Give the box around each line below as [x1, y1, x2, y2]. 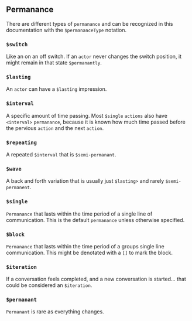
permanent [6, 185, 30, 191]
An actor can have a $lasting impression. [6, 86, 107, 93]
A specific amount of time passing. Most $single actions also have [6, 112, 168, 119]
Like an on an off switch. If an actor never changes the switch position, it [6, 53, 182, 60]
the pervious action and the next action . [6, 124, 104, 131]
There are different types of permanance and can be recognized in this [6, 20, 173, 27]
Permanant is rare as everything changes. [6, 308, 104, 315]
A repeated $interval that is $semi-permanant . [6, 151, 116, 158]
